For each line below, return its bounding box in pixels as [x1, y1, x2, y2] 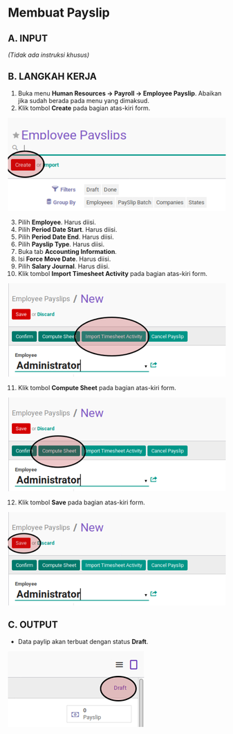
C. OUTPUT [8, 619, 58, 631]
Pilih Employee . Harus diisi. [17, 218, 96, 226]
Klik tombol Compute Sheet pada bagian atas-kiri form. [17, 384, 177, 392]
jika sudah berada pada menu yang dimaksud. [17, 96, 149, 104]
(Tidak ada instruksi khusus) [8, 51, 90, 59]
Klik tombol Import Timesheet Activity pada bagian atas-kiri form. [17, 269, 208, 277]
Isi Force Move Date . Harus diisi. [17, 255, 111, 263]
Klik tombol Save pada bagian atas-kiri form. [17, 498, 146, 506]
